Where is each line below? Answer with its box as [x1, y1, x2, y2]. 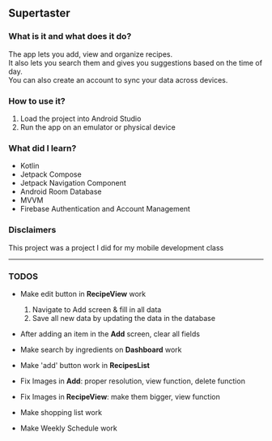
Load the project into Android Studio [19, 113, 142, 123]
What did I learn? [8, 142, 77, 153]
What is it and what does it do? [8, 31, 132, 42]
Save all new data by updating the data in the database [32, 313, 216, 323]
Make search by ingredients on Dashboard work [19, 345, 182, 354]
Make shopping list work [19, 407, 103, 417]
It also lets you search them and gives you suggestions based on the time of [8, 58, 263, 67]
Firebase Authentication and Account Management [19, 204, 190, 214]
